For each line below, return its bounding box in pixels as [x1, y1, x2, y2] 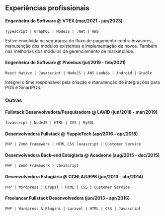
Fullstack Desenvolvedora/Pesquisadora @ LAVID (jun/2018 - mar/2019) [5, 109, 158, 115]
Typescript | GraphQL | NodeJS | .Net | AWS [5, 29, 99, 34]
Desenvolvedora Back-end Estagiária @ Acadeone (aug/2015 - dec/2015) [5, 152, 160, 158]
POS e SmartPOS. [5, 84, 42, 90]
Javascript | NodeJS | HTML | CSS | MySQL [5, 120, 94, 125]
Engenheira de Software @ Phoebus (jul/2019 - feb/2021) [5, 60, 126, 66]
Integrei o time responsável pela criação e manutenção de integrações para [5, 79, 160, 85]
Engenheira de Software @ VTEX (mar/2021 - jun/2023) [5, 17, 123, 24]
